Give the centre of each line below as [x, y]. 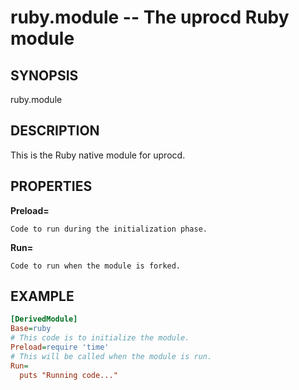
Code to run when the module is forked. [96, 266]
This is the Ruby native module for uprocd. [98, 155]
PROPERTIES [51, 186]
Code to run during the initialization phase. [109, 229]
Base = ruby [31, 329]
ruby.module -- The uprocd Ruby [150, 17]
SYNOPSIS [44, 75]
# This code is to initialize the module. [100, 338]
